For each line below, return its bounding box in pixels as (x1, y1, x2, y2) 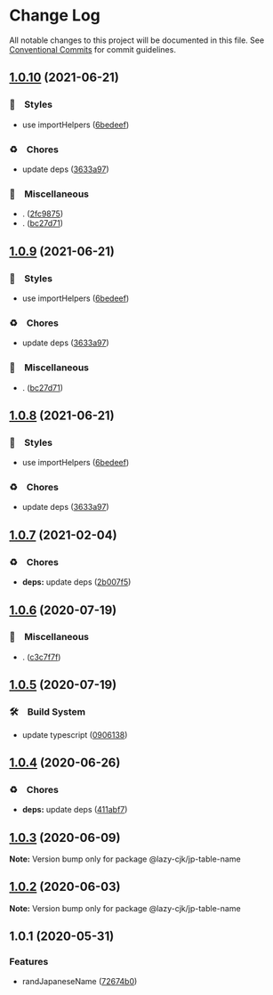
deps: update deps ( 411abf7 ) (21, 805, 128, 815)
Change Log (9, 5, 100, 26)
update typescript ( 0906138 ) (21, 729, 128, 740)
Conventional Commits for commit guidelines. (9, 44, 176, 54)
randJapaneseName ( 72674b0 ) (21, 975, 138, 986)
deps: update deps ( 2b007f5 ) (21, 577, 132, 587)
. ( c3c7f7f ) (21, 651, 61, 662)
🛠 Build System (9, 706, 86, 718)
